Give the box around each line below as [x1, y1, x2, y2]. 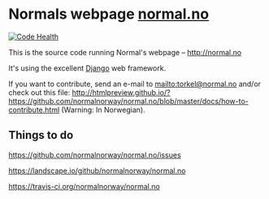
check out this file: [8, 87, 71, 97]
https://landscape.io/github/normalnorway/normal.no [8, 166, 186, 175]
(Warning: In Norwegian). [60, 105, 145, 115]
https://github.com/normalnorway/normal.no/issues [8, 149, 181, 159]
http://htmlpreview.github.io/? [72, 87, 171, 97]
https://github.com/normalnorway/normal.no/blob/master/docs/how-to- [8, 96, 249, 106]
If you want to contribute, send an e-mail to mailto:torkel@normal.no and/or [8, 79, 262, 89]
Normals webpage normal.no [8, 5, 210, 24]
